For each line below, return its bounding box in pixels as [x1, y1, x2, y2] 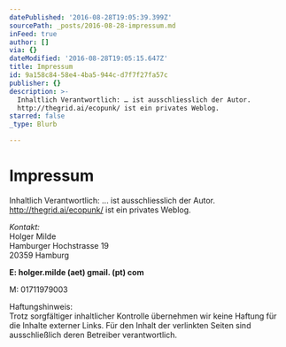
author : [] [9, 37, 50, 47]
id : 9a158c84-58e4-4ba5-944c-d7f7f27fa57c [9, 71, 168, 80]
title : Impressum [9, 63, 73, 72]
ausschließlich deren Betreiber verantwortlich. [9, 329, 178, 340]
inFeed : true [9, 29, 58, 38]
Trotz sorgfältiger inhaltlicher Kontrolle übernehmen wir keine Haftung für [9, 311, 277, 321]
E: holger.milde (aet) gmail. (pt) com [9, 266, 144, 277]
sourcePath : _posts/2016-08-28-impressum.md [9, 21, 176, 30]
